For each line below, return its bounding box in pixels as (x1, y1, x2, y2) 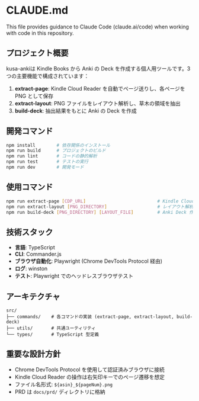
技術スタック (6, 227, 53, 237)
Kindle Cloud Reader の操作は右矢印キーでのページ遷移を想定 (14, 373, 165, 380)
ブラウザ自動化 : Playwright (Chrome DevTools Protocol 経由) (14, 258, 163, 265)
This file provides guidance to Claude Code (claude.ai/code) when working (6, 23, 190, 30)
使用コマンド (6, 182, 53, 193)
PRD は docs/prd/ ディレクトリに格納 (14, 388, 105, 395)
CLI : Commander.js (14, 251, 62, 258)
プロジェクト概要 (6, 48, 69, 58)
